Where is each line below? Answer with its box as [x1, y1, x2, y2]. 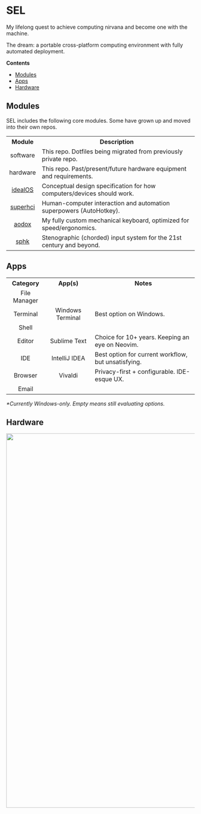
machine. [6, 29, 29, 37]
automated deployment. [6, 47, 65, 55]
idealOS [11, 185, 34, 193]
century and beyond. [41, 241, 100, 249]
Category [11, 279, 39, 288]
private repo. [41, 155, 78, 163]
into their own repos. [6, 123, 57, 131]
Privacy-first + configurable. [95, 367, 175, 376]
